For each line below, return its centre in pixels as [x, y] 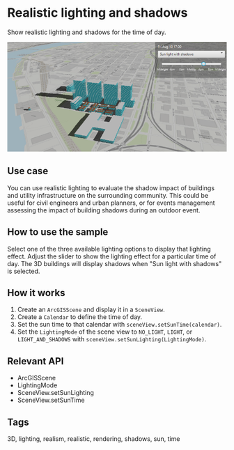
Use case [28, 171]
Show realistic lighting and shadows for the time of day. [87, 32]
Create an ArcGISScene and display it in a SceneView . [91, 310]
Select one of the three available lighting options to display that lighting [109, 249]
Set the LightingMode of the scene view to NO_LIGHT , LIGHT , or [105, 332]
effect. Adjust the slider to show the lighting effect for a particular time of [112, 256]
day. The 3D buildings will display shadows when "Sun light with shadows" [115, 263]
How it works [36, 293]
